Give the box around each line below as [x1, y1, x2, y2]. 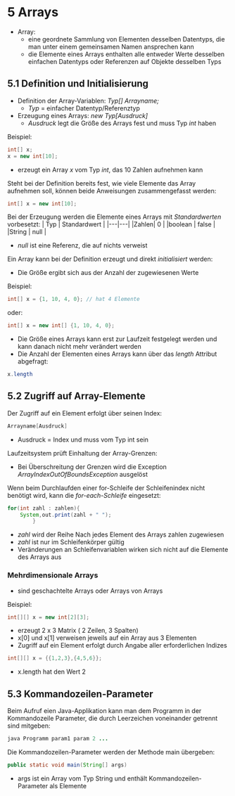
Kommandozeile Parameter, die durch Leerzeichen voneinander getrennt [7, 714, 218, 723]
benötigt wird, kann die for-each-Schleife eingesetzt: [7, 491, 161, 499]
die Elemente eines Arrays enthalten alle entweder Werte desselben [27, 50, 225, 58]
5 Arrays [7, 4, 58, 20]
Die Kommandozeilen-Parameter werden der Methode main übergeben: [7, 748, 215, 757]
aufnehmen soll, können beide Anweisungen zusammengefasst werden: [7, 186, 217, 195]
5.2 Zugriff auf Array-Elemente [7, 390, 146, 402]
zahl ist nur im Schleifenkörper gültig [17, 538, 125, 546]
